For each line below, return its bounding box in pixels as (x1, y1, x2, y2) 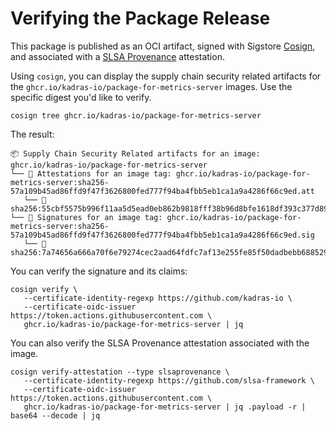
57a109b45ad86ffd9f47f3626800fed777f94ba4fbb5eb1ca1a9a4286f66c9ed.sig (10, 230, 315, 240)
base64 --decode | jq (10, 410, 101, 421)
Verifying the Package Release (10, 7, 271, 30)
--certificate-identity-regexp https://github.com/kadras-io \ (23, 293, 293, 303)
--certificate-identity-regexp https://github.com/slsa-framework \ (23, 375, 315, 386)
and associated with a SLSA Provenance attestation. (10, 50, 225, 62)
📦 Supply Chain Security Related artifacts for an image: (10, 148, 261, 159)
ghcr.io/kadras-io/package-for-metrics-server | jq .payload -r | (23, 402, 307, 412)
